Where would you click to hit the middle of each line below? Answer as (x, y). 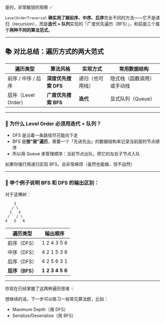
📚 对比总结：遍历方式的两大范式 (55, 51)
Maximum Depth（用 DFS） (40, 310)
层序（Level (21, 95)
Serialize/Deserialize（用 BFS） (44, 316)
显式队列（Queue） (133, 98)
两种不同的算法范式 (29, 30)
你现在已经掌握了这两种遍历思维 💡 (40, 289)
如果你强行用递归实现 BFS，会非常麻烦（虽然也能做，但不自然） (70, 164)
